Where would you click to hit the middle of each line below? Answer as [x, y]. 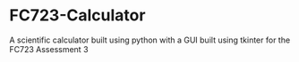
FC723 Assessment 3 [49, 49]
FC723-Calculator [77, 15]
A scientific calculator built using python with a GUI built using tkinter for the [150, 40]
